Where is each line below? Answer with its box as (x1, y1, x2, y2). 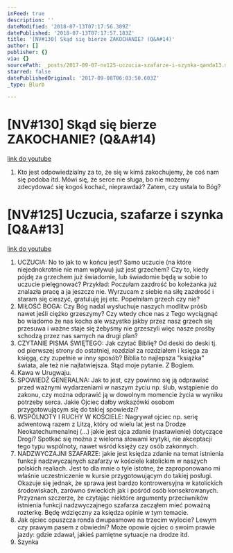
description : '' (7, 17, 54, 24)
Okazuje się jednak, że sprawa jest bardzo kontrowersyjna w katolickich (17, 479, 223, 487)
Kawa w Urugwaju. (17, 369, 71, 377)
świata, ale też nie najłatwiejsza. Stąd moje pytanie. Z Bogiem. (17, 361, 196, 369)
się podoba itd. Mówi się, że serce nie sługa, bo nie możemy (17, 175, 190, 184)
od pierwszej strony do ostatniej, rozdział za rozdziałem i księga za (17, 346, 209, 355)
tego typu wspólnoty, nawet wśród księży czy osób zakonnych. (17, 442, 199, 450)
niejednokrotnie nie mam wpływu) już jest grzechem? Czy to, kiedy (17, 265, 209, 274)
